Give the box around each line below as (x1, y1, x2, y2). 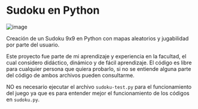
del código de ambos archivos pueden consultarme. (6, 71, 135, 79)
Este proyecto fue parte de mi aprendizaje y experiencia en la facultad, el (6, 52, 187, 60)
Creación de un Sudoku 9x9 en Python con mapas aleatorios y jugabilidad (6, 35, 189, 42)
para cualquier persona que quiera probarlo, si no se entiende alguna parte (6, 65, 191, 72)
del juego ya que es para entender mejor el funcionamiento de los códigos (6, 89, 190, 96)
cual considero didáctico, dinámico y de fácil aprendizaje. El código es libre (6, 59, 192, 66)
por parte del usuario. (6, 41, 60, 48)
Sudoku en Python (6, 4, 100, 17)
